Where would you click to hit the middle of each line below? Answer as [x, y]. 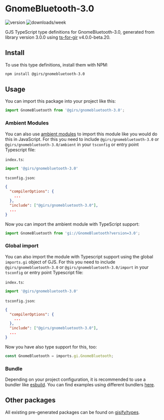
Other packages [30, 400]
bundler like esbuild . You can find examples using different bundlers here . [80, 384]
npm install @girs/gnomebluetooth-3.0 [45, 74]
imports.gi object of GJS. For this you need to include [60, 262]
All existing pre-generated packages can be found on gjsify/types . [72, 412]
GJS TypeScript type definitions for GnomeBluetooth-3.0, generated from [80, 32]
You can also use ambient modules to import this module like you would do [81, 134]
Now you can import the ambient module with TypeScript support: [72, 224]
